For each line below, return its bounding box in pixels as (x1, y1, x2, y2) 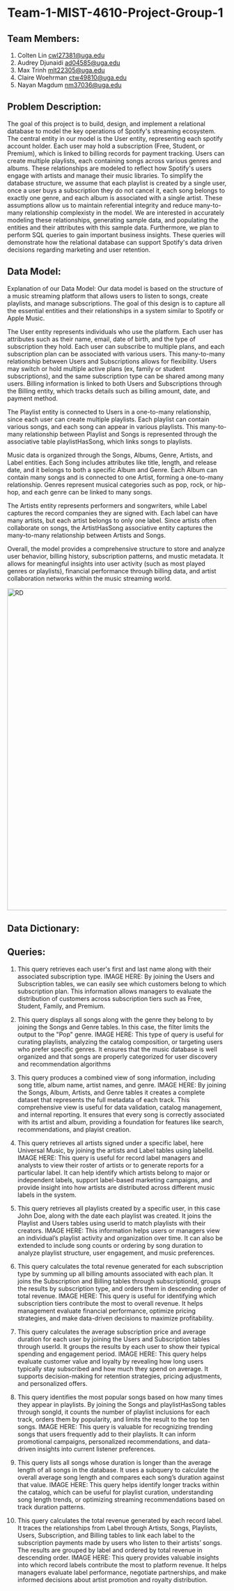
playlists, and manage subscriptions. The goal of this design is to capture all (7, 299, 225, 308)
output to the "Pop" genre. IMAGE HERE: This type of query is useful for (17, 1030, 224, 1039)
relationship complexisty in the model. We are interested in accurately (24, 208, 225, 217)
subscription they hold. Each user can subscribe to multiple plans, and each (7, 342, 225, 350)
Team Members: (7, 33, 80, 45)
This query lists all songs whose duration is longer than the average (17, 1458, 212, 1466)
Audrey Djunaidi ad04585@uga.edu (17, 59, 120, 67)
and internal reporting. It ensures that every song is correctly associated (17, 1110, 225, 1119)
